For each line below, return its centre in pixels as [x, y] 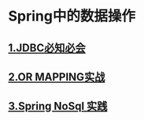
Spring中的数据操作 [72, 16]
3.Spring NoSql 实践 [58, 106]
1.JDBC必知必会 [47, 48]
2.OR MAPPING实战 [57, 77]
